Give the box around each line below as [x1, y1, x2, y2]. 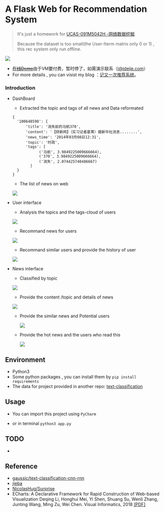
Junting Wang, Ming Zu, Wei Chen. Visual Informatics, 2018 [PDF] [12, 502, 146, 508]
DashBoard [12, 95, 35, 102]
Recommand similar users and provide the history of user [19, 247, 136, 253]
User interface [12, 200, 42, 206]
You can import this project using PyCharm [12, 411, 97, 417]
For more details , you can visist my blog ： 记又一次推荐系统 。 [12, 72, 139, 78]
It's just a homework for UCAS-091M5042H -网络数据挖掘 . [17, 31, 136, 37]
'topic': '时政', [25, 140, 60, 145]
